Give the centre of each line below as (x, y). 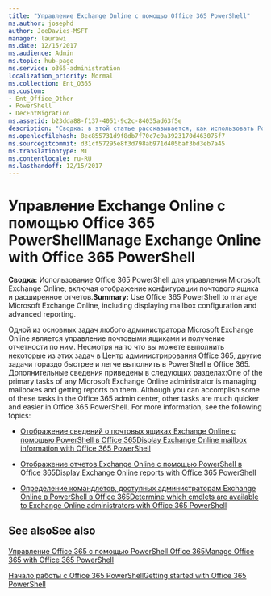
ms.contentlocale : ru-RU (50, 158)
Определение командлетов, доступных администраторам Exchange (138, 489)
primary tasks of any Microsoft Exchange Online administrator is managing (132, 381)
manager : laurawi (38, 38)
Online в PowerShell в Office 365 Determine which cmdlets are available (140, 497)
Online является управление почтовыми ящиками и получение (117, 338)
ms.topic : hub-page (41, 61)
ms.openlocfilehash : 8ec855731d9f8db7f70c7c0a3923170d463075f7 (117, 136)
